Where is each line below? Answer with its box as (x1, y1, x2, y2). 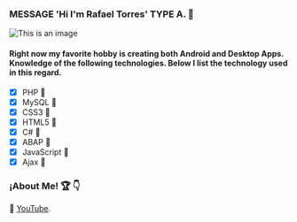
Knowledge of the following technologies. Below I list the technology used (9, 57, 288, 68)
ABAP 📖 (21, 136, 51, 147)
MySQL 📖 (21, 96, 58, 107)
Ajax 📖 (21, 157, 46, 167)
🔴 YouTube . (9, 203, 51, 214)
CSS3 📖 (21, 106, 51, 118)
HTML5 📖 (21, 117, 58, 127)
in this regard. (9, 66, 62, 78)
